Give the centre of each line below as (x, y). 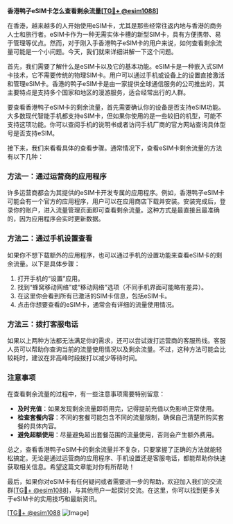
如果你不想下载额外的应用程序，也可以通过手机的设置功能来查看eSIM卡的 (112, 255)
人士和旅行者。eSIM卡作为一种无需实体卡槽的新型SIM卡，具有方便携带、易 (114, 34)
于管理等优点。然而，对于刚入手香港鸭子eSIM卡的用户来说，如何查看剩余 (112, 43)
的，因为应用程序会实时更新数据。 (56, 219)
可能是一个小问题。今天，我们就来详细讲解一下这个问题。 (95, 52)
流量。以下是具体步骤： (46, 264)
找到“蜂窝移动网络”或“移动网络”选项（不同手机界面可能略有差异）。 (112, 287)
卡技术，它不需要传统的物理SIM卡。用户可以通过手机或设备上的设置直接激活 (116, 75)
